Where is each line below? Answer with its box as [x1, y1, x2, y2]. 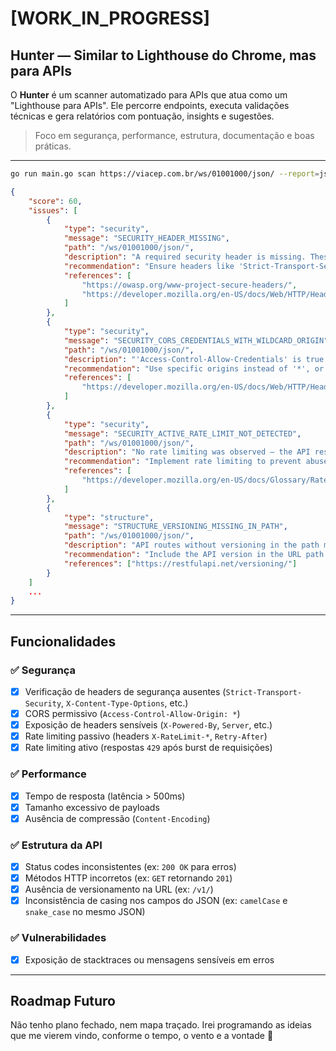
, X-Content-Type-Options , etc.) [61, 697, 189, 709]
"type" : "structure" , [63, 512, 155, 522]
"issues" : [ [28, 205, 78, 216]
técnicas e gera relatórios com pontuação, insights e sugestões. [10, 110, 275, 122]
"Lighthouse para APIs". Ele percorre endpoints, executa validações [10, 100, 290, 111]
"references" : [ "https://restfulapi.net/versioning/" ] [63, 558, 298, 569]
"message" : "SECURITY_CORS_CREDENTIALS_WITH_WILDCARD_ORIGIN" [63, 335, 329, 346]
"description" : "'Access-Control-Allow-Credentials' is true [63, 354, 325, 364]
